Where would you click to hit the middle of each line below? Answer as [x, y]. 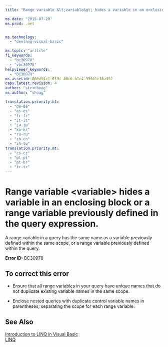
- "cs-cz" [20, 153]
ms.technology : [21, 37]
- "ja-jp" [20, 125]
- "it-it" [20, 120]
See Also [19, 322]
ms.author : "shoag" [25, 93]
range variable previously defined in [82, 213]
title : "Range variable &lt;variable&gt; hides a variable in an [74, 10]
